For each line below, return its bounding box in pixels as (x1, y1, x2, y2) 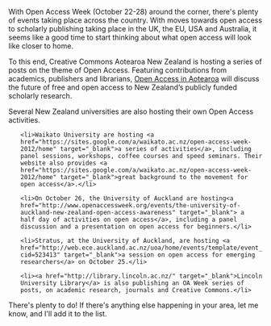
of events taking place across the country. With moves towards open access (8, 15, 263, 25)
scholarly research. (8, 91, 73, 100)
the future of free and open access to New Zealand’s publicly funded (8, 82, 238, 92)
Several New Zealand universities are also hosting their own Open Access (8, 107, 254, 116)
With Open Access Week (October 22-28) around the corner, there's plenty (8, 7, 259, 16)
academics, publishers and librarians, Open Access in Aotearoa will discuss (8, 74, 260, 83)
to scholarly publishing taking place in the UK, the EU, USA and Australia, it (8, 24, 257, 33)
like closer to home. (8, 41, 74, 51)
